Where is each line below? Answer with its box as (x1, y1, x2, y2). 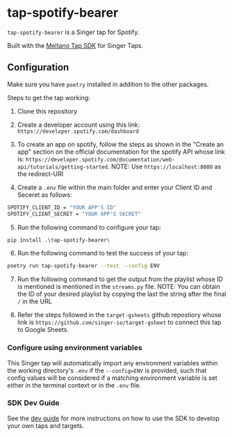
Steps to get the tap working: (7, 93, 90, 102)
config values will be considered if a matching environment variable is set (7, 374, 217, 382)
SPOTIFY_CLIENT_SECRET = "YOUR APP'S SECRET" (7, 210, 141, 217)
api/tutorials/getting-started (17, 164, 108, 170)
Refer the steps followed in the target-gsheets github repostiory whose (17, 311, 222, 319)
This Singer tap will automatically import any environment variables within (7, 358, 218, 367)
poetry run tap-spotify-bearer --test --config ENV (7, 262, 160, 269)
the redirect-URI (17, 169, 64, 178)
